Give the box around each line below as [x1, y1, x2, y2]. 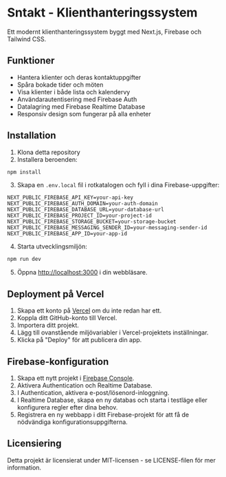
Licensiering [7, 438, 62, 449]
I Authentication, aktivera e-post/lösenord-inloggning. [16, 388, 170, 396]
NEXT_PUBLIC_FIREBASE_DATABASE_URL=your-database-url [7, 206, 165, 213]
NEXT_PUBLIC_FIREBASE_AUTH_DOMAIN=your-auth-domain [7, 200, 158, 207]
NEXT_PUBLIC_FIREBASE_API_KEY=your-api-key [7, 194, 134, 201]
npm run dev [7, 256, 41, 263]
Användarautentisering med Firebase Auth [16, 95, 137, 103]
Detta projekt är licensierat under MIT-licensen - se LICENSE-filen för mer [7, 456, 216, 464]
